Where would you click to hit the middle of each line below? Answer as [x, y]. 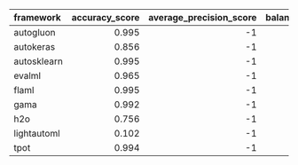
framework [38, 17]
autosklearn [39, 61]
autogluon [35, 32]
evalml [27, 76]
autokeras [35, 47]
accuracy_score [106, 17]
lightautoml [37, 134]
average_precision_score [203, 17]
